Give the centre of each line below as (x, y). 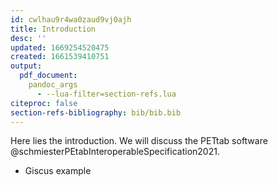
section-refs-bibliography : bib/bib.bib (96, 112)
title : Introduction (53, 29)
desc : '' (28, 38)
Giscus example (58, 171)
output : (26, 66)
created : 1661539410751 (60, 57)
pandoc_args (53, 85)
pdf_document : (48, 76)
